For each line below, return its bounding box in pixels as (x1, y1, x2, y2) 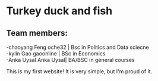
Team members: (6, 28, 68, 38)
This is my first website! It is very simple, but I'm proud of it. (6, 68, 153, 75)
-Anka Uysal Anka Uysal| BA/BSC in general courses (6, 57, 135, 63)
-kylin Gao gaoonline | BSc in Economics (6, 50, 106, 57)
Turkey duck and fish (6, 4, 113, 18)
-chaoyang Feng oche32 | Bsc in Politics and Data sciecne (6, 43, 150, 51)
